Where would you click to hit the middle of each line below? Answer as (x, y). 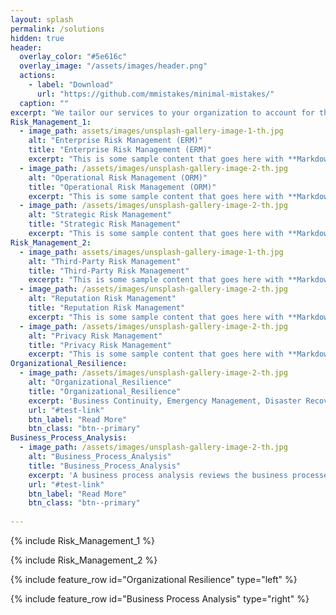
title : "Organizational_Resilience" (105, 391)
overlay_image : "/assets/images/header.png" (113, 66)
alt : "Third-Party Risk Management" (105, 261)
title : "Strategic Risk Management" (105, 224)
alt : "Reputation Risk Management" (102, 299)
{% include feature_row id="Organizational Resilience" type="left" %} (154, 579)
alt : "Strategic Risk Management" (100, 215)
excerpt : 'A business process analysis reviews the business (158, 475)
